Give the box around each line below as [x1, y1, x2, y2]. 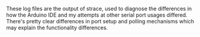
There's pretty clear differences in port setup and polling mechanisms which [6, 18, 194, 24]
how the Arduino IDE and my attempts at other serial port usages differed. [6, 11, 188, 18]
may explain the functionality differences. [6, 24, 108, 31]
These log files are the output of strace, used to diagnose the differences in [6, 5, 192, 12]
